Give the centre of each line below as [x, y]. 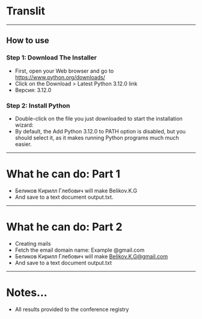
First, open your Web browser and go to [64, 71]
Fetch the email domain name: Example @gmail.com [80, 250]
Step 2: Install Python [38, 105]
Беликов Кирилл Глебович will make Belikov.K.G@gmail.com [91, 256]
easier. [23, 144]
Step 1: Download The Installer [52, 58]
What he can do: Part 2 [64, 227]
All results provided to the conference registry [72, 309]
